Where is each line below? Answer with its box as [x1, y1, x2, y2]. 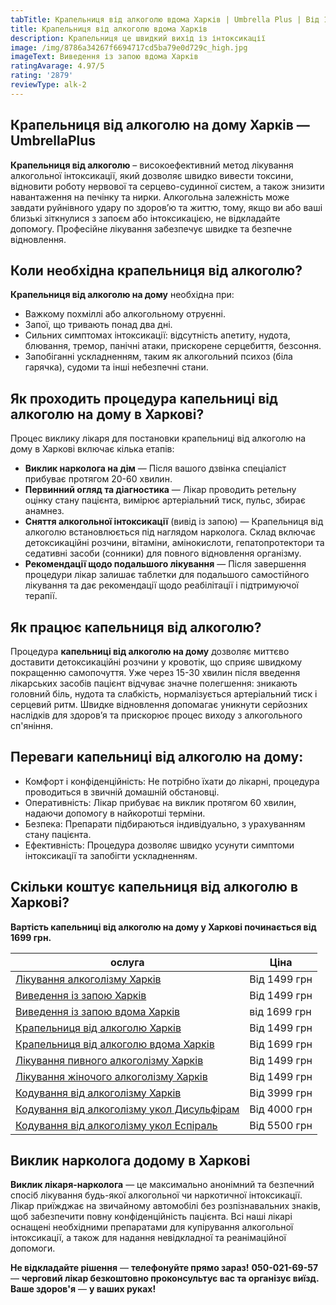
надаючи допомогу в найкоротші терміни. [24, 807, 206, 819]
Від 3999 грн [249, 1086, 313, 1100]
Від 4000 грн [249, 1102, 313, 1116]
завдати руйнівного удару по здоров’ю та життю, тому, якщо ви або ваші [10, 201, 323, 213]
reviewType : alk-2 [10, 80, 87, 90]
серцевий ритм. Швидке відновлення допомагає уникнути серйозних [10, 699, 308, 710]
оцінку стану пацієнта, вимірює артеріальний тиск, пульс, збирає [24, 494, 306, 506]
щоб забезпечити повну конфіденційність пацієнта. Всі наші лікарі [10, 1211, 293, 1223]
